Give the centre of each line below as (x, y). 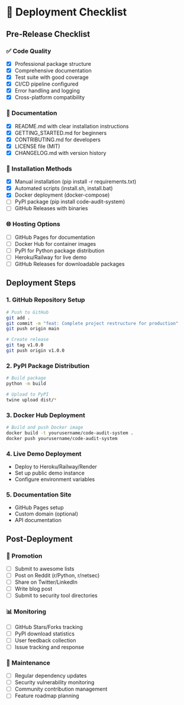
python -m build (26, 384)
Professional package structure (53, 64)
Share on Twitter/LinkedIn (46, 582)
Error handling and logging (47, 91)
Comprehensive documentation (53, 70)
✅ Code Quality (29, 51)
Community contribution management (61, 689)
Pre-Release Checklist (48, 34)
